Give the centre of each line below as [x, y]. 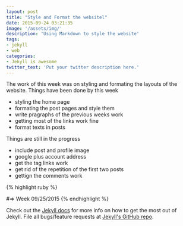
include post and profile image [52, 150]
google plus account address [51, 157]
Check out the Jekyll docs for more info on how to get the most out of [91, 210]
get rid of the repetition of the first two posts [69, 169]
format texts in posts [40, 127]
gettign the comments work [48, 176]
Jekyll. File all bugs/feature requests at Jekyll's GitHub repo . [80, 217]
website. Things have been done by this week [62, 91]
